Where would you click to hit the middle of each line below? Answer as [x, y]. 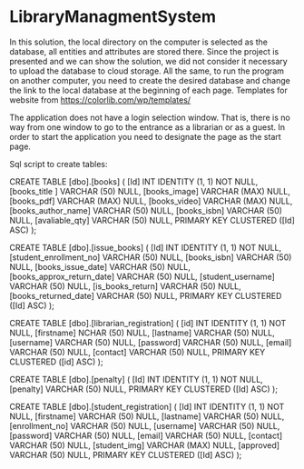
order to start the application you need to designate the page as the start [145, 136]
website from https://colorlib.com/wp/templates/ [100, 100]
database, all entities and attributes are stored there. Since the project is [144, 51]
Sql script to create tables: [59, 164]
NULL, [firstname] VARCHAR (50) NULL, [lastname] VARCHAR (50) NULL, [147, 416]
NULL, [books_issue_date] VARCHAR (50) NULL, [100, 266]
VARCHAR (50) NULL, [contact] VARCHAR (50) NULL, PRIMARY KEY [137, 352]
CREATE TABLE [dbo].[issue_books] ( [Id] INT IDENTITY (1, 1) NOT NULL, [146, 247]
